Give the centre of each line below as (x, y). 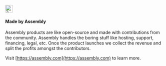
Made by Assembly (26, 21)
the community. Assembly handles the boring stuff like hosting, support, (79, 38)
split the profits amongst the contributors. (48, 48)
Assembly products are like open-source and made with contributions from (82, 32)
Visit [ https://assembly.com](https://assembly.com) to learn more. (73, 58)
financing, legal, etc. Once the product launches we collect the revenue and (83, 43)
